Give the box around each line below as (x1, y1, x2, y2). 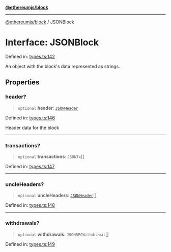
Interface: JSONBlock (5, 37, 99, 48)
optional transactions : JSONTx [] (17, 153, 84, 160)
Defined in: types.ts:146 (5, 114, 55, 121)
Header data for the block (5, 124, 60, 131)
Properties (5, 78, 40, 87)
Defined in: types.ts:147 (5, 163, 55, 169)
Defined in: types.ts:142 (5, 53, 55, 59)
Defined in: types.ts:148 (5, 202, 55, 208)
